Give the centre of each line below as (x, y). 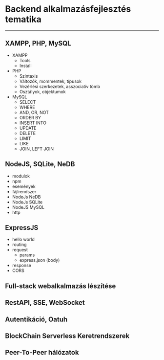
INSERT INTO (33, 123)
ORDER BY (30, 117)
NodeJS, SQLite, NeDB (40, 164)
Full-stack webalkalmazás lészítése (61, 286)
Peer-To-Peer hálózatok (42, 352)
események (24, 186)
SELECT (28, 102)
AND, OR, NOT (34, 112)
